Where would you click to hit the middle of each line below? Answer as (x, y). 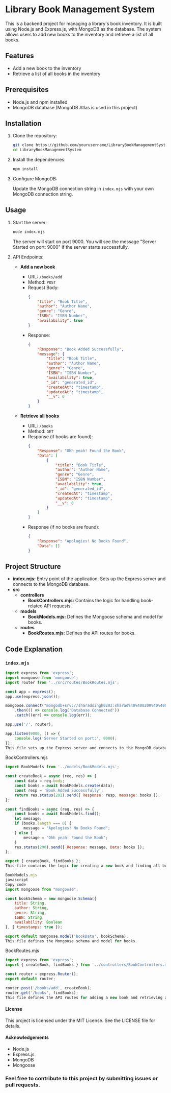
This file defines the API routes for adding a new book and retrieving (84, 997)
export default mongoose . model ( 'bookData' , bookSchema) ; (67, 936)
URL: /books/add (45, 276)
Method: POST (42, 282)
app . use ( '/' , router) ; (29, 724)
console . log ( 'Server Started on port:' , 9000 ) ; (66, 738)
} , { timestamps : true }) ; (34, 927)
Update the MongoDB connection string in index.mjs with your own (83, 188)
